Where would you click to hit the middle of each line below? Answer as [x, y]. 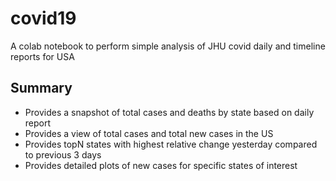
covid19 [43, 18]
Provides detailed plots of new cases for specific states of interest [161, 165]
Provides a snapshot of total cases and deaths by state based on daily [169, 112]
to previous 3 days [63, 154]
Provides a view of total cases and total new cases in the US [149, 133]
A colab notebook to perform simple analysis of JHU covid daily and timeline [168, 46]
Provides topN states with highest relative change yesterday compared [171, 144]
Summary [41, 88]
